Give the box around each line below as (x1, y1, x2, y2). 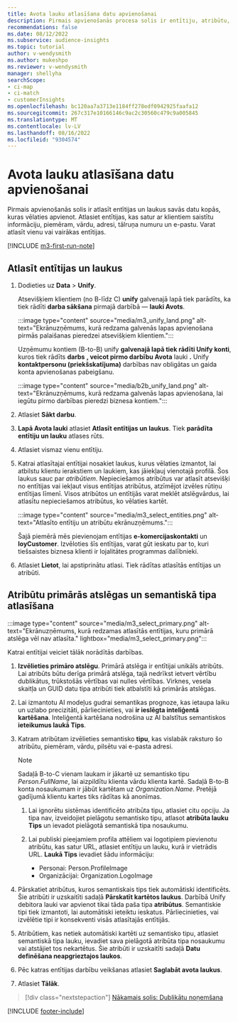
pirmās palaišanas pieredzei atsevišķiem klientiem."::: (17, 331, 174, 340)
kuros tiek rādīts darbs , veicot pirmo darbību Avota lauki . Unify (17, 353, 210, 361)
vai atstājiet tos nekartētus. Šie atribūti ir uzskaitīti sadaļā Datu (17, 944, 200, 952)
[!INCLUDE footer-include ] (7, 1006, 85, 1015)
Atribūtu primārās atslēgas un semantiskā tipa (7, 589, 217, 601)
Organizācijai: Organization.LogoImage (38, 871, 153, 880)
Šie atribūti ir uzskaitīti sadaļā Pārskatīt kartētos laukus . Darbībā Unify (17, 893, 226, 901)
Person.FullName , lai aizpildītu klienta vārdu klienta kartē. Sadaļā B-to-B (17, 777, 229, 785)
